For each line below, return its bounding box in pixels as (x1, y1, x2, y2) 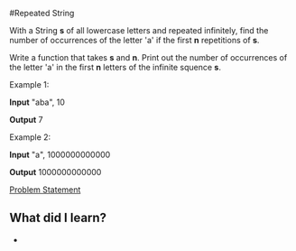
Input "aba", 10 (9, 97, 66, 107)
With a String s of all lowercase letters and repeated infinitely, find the (9, 25, 269, 35)
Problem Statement (9, 184, 81, 195)
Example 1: (9, 79, 50, 89)
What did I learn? (9, 210, 106, 226)
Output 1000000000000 (9, 167, 102, 177)
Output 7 (9, 115, 43, 125)
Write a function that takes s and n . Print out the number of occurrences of (9, 52, 288, 62)
